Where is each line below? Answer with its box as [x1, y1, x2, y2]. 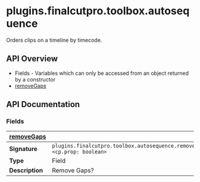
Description [9, 167, 43, 175]
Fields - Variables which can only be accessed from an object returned [14, 70, 189, 77]
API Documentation [6, 99, 80, 109]
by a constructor [14, 76, 55, 83]
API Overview [6, 54, 58, 64]
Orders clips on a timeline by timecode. [6, 36, 102, 43]
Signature [9, 145, 37, 153]
